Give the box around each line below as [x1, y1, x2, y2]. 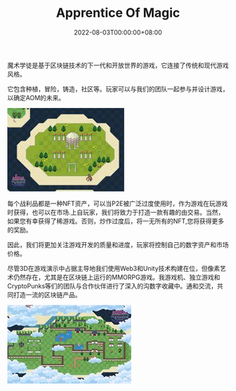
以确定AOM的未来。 [7, 93, 65, 102]
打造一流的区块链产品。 [13, 290, 81, 299]
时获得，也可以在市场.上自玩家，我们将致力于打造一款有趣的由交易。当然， [7, 208, 225, 216]
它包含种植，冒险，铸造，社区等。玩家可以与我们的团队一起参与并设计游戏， [7, 84, 229, 93]
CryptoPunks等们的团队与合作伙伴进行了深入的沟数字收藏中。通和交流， [7, 281, 218, 290]
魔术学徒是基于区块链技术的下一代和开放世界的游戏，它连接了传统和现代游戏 [7, 61, 229, 69]
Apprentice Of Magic [55, 5, 181, 21]
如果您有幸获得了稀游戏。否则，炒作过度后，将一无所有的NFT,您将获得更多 [7, 216, 225, 225]
